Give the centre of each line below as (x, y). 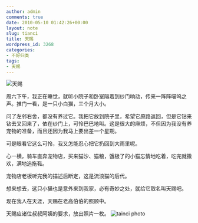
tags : (13, 61)
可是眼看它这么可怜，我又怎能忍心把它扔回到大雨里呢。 (73, 144)
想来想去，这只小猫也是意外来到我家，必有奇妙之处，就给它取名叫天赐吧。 (96, 189)
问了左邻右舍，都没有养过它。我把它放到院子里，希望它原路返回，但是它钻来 (99, 116)
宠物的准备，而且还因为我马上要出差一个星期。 (63, 131)
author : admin (24, 12)
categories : (21, 50)
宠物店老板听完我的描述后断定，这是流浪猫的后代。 (68, 176)
